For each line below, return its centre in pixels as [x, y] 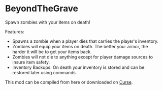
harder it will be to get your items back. [52, 52]
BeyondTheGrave [42, 9]
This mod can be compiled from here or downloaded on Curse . [69, 82]
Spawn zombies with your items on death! [48, 22]
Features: [15, 31]
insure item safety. [31, 62]
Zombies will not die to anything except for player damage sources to [82, 57]
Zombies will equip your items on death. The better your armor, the [80, 46]
